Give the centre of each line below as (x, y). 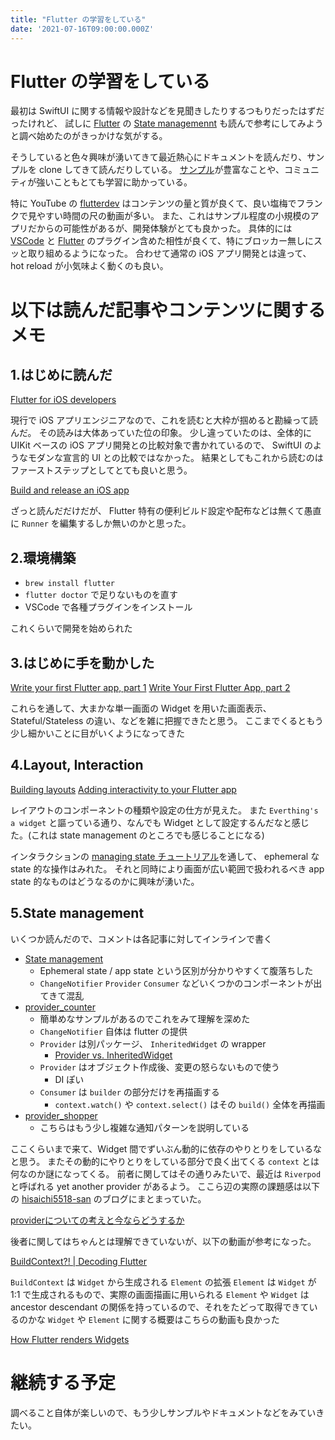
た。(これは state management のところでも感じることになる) (137, 835)
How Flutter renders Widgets (70, 1339)
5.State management (77, 913)
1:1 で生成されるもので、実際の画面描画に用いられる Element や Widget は (160, 1294)
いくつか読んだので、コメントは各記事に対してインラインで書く (141, 938)
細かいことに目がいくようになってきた (106, 733)
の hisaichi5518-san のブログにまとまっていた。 (108, 1198)
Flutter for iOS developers (63, 400)
